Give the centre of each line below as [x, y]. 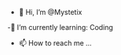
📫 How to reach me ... [55, 43]
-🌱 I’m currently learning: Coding [60, 27]
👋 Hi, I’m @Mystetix [50, 12]
